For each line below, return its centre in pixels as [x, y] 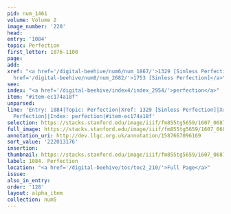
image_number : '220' [37, 26]
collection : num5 [32, 200]
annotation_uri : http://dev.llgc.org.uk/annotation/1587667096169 [104, 135]
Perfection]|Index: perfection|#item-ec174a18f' [84, 116]
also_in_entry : [29, 180]
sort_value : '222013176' [43, 142]
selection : [23, 123]
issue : [16, 174]
